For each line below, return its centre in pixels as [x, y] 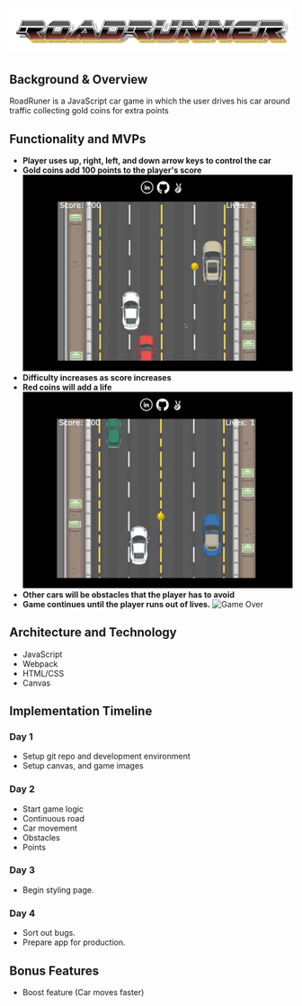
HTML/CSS [43, 673]
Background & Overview [79, 79]
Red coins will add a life [67, 387]
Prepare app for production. [74, 942]
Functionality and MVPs [78, 139]
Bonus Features [54, 970]
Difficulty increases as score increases [97, 377]
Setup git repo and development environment [106, 756]
